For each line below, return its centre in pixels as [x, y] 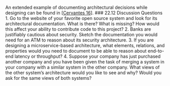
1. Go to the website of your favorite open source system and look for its [81, 18]
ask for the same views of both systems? [49, 78]
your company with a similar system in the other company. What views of [83, 67]
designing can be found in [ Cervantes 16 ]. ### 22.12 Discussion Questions [84, 13]
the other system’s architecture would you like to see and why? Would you [83, 73]
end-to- [156, 51]
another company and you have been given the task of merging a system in [85, 62]
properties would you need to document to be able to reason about [76, 51]
